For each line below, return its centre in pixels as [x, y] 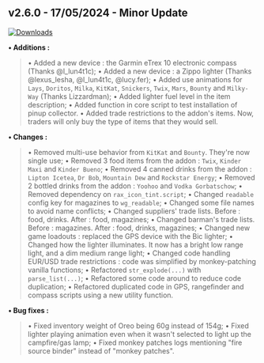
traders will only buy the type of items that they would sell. [123, 121]
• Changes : [28, 137]
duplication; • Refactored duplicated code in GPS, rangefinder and [136, 286]
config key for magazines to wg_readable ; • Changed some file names [141, 202]
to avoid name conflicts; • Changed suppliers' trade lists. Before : [134, 211]
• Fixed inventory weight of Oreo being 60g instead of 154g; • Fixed [138, 325]
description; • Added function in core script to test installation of [132, 104]
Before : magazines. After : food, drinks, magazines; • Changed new [139, 228]
